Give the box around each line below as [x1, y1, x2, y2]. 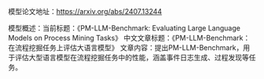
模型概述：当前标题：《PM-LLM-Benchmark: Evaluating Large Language [8, 23, 241, 33]
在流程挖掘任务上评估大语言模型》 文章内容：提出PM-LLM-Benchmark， [8, 43, 244, 52]
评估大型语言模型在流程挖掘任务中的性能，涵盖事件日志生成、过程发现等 [14, 53, 249, 62]
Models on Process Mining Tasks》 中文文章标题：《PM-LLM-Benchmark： [8, 34, 251, 42]
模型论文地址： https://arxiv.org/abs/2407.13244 [8, 7, 163, 16]
